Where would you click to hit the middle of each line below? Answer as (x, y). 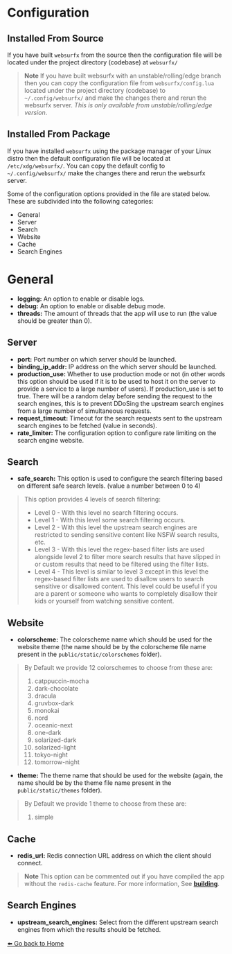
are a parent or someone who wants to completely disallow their (126, 594)
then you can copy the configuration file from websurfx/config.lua (119, 83)
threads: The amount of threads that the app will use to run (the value (117, 313)
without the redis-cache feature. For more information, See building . (122, 884)
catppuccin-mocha (62, 681)
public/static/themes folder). (60, 790)
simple (44, 817)
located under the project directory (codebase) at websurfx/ (92, 62)
